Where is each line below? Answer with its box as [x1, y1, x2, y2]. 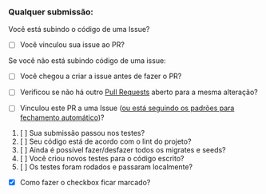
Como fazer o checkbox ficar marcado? [19, 177, 151, 187]
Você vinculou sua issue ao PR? [19, 40, 125, 49]
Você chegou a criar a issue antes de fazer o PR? [19, 71, 182, 81]
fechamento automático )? [19, 113, 105, 122]
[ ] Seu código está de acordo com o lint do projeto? [19, 137, 192, 146]
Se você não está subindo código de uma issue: [8, 56, 166, 65]
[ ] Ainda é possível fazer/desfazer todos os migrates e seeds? [19, 145, 226, 154]
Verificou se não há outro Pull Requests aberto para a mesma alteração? [19, 87, 258, 97]
